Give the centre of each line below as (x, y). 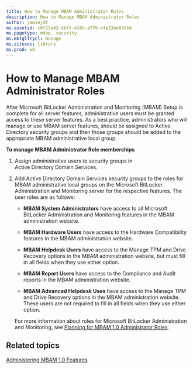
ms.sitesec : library (31, 44)
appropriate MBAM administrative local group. (61, 138)
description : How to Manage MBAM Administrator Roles (73, 17)
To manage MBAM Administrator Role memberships (70, 149)
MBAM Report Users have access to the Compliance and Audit (99, 273)
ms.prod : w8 (20, 50)
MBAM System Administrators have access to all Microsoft (95, 208)
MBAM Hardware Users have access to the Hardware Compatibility (105, 232)
